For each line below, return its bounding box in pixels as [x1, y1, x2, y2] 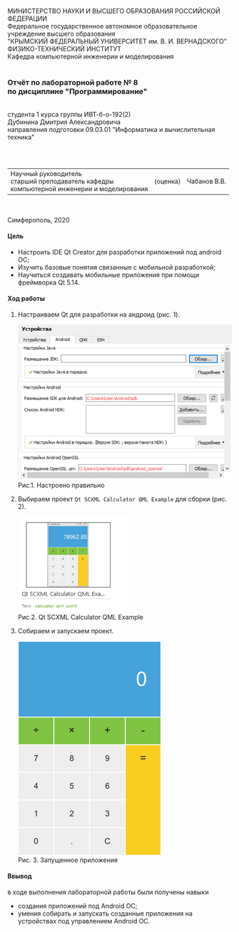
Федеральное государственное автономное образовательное [7, 22, 198, 30]
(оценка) [154, 177, 181, 185]
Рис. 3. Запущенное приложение [17, 856, 118, 864]
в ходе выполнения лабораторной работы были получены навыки [7, 888, 209, 896]
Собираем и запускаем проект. [17, 626, 114, 635]
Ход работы [7, 295, 45, 303]
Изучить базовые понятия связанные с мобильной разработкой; [17, 262, 216, 271]
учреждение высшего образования [7, 29, 116, 38]
